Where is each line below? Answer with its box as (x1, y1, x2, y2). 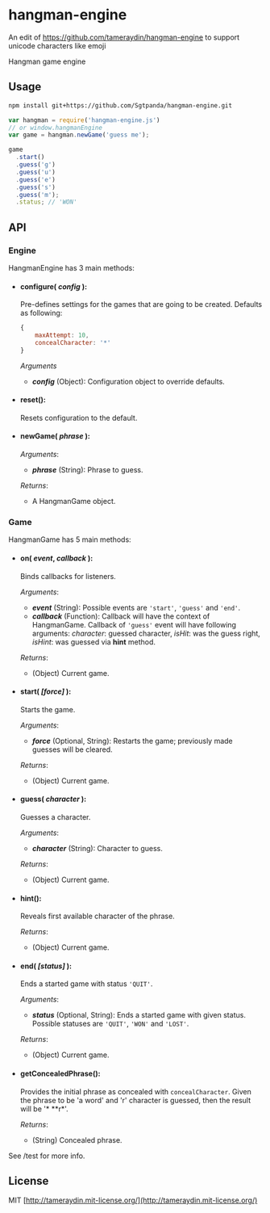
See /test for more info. (8, 1151, 85, 1161)
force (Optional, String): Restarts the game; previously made (31, 736, 234, 745)
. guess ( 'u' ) (15, 168, 56, 176)
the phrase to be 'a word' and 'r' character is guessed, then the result (19, 1095, 251, 1105)
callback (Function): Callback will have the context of (31, 611, 210, 621)
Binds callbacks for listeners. (19, 571, 117, 581)
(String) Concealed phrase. (31, 1135, 123, 1144)
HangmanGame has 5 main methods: (8, 535, 131, 544)
